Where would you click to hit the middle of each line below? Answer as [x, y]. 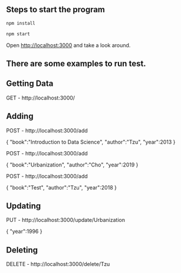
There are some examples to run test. [76, 63]
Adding [20, 116]
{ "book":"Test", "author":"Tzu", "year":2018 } [61, 187]
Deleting [22, 250]
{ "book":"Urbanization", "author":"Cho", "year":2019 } [72, 165]
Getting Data [30, 84]
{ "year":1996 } [24, 231]
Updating [24, 206]
